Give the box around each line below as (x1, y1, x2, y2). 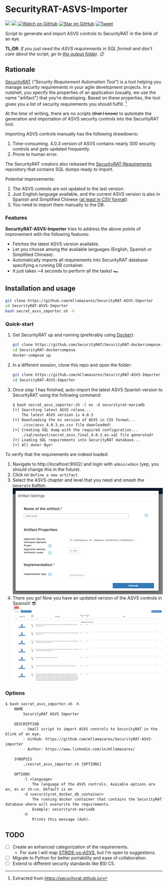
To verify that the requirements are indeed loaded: (5, 451, 109, 457)
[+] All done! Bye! (12, 442, 53, 448)
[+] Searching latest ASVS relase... (12, 407, 91, 412)
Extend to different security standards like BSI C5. (12, 860, 115, 866)
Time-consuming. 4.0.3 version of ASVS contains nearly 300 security (12, 140, 156, 146)
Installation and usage (5, 284, 76, 293)
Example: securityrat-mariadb (31, 807, 95, 812)
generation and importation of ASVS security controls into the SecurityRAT (5, 116, 159, 122)
